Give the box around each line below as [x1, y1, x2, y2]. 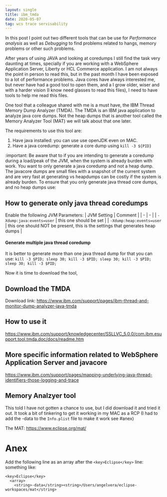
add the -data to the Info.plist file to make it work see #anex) [5, 415, 134, 421]
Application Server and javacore [5, 358, 108, 367]
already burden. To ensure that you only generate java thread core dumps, [5, 179, 158, 185]
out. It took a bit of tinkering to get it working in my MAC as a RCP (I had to [5, 410, 158, 416]
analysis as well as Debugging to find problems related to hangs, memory [5, 40, 157, 46]
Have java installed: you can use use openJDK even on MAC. [12, 137, 138, 143]
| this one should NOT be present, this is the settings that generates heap [5, 223, 156, 229]
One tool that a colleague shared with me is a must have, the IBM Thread [5, 102, 155, 108]
